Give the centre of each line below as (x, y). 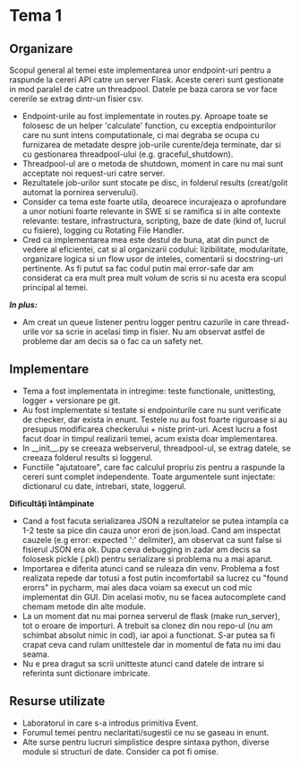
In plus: (23, 305)
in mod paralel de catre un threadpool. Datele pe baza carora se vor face (143, 89)
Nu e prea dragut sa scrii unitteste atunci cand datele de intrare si (143, 663)
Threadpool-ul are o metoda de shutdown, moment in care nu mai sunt (153, 164)
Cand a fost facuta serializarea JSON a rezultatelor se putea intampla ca (155, 521)
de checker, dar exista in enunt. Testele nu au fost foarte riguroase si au (155, 419)
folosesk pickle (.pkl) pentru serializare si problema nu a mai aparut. (147, 559)
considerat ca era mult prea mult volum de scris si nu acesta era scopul (154, 278)
